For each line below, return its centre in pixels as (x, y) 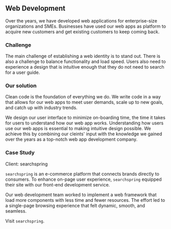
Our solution (21, 86)
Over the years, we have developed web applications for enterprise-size (81, 20)
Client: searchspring (27, 164)
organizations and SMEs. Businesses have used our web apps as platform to (86, 26)
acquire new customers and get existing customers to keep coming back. (82, 32)
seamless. (16, 211)
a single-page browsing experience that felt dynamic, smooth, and (75, 205)
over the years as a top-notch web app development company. (71, 139)
